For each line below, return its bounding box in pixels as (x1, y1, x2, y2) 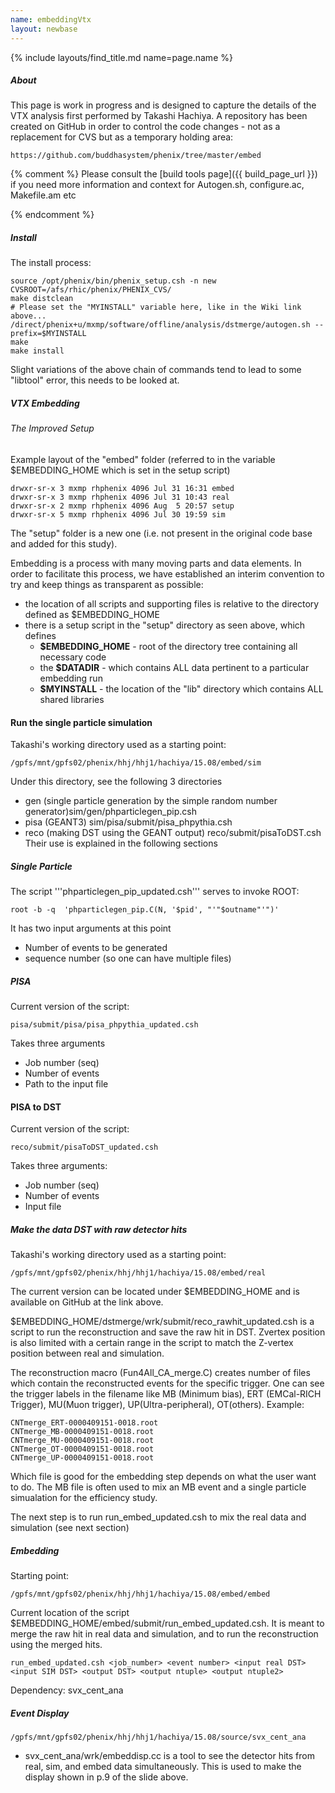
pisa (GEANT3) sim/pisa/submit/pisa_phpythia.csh (24, 816, 233, 828)
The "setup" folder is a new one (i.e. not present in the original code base (10, 527, 313, 540)
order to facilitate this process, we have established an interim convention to (10, 568, 325, 580)
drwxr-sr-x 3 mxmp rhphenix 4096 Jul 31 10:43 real (10, 492, 230, 503)
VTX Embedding (10, 397, 80, 410)
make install (10, 346, 65, 356)
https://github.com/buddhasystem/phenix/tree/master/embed (10, 151, 262, 161)
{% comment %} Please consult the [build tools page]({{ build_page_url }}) (10, 168, 318, 180)
